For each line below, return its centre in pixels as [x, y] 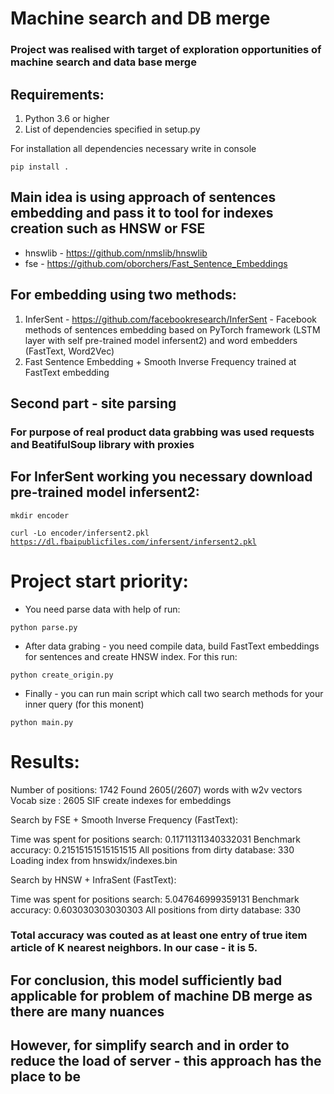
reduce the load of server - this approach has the [166, 1061]
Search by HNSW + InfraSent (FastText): [93, 879]
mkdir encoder [40, 515]
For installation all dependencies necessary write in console [133, 148]
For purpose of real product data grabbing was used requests [162, 432]
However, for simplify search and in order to [150, 1045]
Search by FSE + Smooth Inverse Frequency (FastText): [124, 819]
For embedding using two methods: [123, 295]
